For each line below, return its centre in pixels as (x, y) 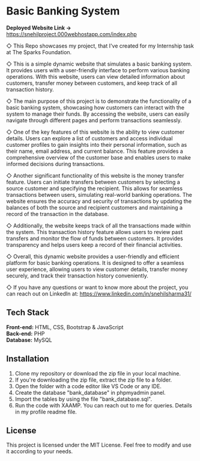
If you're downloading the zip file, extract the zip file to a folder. (93, 380)
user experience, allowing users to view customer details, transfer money (97, 269)
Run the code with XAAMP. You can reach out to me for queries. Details (103, 405)
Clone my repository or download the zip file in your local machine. (98, 373)
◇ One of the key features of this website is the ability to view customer (95, 132)
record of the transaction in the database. (58, 214)
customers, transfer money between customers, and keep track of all (92, 83)
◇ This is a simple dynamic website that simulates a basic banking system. (99, 64)
